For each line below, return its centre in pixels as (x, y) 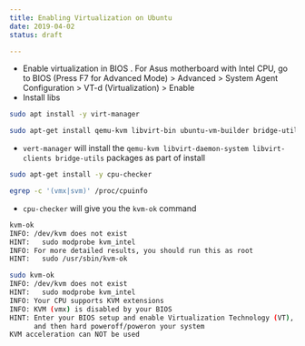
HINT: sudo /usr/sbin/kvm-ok (69, 259)
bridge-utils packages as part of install (131, 158)
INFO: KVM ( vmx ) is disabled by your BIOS (91, 309)
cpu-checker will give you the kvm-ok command (109, 208)
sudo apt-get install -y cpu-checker (81, 175)
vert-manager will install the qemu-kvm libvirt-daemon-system (136, 148)
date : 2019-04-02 (42, 26)
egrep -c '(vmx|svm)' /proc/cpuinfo (79, 191)
